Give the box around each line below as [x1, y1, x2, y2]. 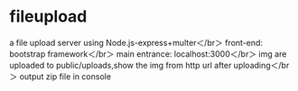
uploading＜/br [233, 59, 290, 70]
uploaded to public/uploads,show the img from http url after [9, 59, 232, 70]
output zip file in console [19, 70, 111, 82]
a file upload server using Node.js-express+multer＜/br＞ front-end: [9, 37, 264, 48]
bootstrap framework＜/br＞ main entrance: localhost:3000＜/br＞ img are [9, 48, 287, 59]
